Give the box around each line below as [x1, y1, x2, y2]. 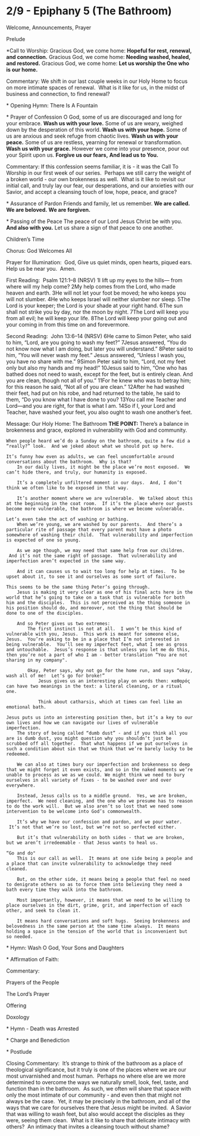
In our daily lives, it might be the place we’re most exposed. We [17, 464, 190, 470]
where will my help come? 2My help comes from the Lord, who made [6, 283, 176, 290]
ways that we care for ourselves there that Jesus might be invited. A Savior [6, 1104, 192, 1111]
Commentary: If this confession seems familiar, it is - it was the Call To [6, 163, 179, 170]
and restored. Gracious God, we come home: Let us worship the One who [6, 60, 189, 67]
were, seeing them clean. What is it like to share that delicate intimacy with [6, 1116, 190, 1123]
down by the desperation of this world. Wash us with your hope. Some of [6, 126, 187, 133]
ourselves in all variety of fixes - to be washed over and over [6, 777, 171, 783]
